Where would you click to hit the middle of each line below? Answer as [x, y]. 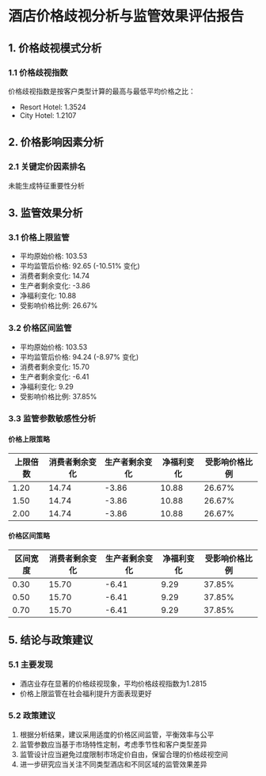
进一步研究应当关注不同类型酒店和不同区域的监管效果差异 [113, 764]
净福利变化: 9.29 [46, 386]
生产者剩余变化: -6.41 [54, 376]
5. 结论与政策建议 [51, 640]
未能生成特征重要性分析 [46, 185]
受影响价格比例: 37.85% [58, 396]
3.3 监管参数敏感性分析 [52, 419]
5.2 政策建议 [32, 716]
